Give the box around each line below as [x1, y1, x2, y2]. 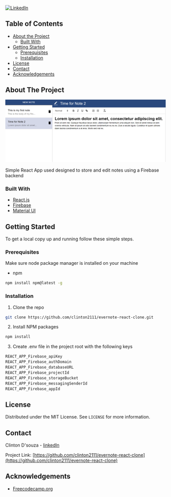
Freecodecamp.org [12, 485, 53, 491]
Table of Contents [5, 19, 64, 28]
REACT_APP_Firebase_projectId [5, 370, 70, 375]
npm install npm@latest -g [5, 281, 63, 286]
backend [5, 173, 24, 178]
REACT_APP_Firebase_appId [5, 386, 60, 392]
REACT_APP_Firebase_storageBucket [5, 375, 79, 380]
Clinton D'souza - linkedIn [5, 442, 60, 448]
